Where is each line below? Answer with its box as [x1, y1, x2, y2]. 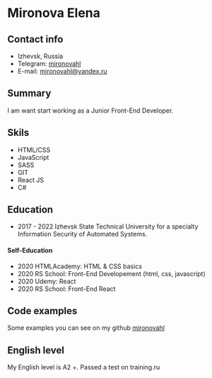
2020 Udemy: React [17, 277, 76, 285]
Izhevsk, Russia [17, 52, 64, 60]
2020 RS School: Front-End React [17, 285, 116, 293]
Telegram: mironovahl [17, 59, 81, 68]
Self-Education [7, 246, 53, 255]
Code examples [7, 305, 78, 317]
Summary [7, 87, 52, 100]
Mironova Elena [7, 5, 101, 21]
